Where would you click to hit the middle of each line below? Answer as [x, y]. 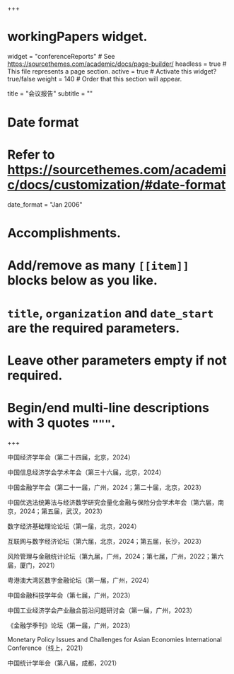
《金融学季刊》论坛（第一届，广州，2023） [71, 625]
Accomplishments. [64, 233]
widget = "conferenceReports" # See [61, 56]
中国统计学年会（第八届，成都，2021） [64, 663]
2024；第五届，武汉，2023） [63, 511]
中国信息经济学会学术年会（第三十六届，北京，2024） [86, 472]
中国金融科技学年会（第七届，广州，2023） [71, 595]
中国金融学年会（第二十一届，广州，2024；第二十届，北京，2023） [106, 487]
